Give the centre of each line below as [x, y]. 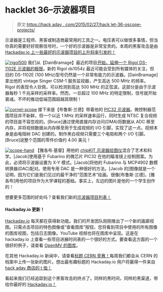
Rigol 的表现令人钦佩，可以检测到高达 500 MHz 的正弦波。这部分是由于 [76, 87]
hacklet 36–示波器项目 [50, 10]
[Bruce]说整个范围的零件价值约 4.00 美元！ [48, 140]
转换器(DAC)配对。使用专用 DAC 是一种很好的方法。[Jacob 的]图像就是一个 [80, 168]
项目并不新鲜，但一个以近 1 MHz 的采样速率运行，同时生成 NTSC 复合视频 [83, 116]
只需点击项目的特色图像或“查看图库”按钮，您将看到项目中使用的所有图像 [85, 227]
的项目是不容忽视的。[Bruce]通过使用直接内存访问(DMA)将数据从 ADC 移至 [80, 121]
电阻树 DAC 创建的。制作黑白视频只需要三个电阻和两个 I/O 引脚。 [83, 134]
